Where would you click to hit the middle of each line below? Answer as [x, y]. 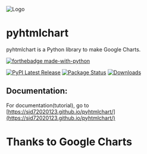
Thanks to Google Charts [69, 142]
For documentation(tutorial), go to [48, 105]
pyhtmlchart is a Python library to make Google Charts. [73, 49]
